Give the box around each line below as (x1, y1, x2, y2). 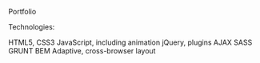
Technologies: (8, 22, 55, 31)
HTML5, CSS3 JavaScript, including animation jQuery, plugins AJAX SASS (8, 37, 253, 47)
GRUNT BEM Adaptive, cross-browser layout (8, 46, 156, 55)
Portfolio (8, 7, 37, 16)
